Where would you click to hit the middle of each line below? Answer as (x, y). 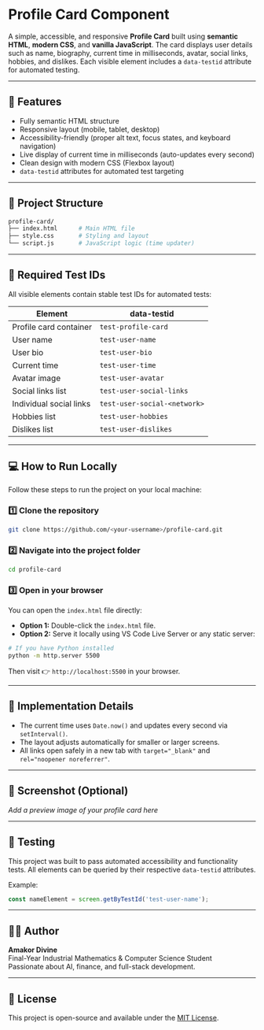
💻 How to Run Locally (63, 467)
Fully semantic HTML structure (69, 120)
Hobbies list (34, 417)
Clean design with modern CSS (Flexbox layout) (97, 162)
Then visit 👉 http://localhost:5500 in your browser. (94, 672)
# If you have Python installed (61, 648)
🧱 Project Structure (56, 204)
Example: (23, 884)
